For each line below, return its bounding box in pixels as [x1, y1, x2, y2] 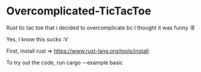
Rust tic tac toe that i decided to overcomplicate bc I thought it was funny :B [6, 24, 195, 31]
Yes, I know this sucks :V [6, 35, 68, 43]
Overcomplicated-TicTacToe [6, 4, 152, 18]
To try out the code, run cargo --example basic [6, 59, 124, 66]
